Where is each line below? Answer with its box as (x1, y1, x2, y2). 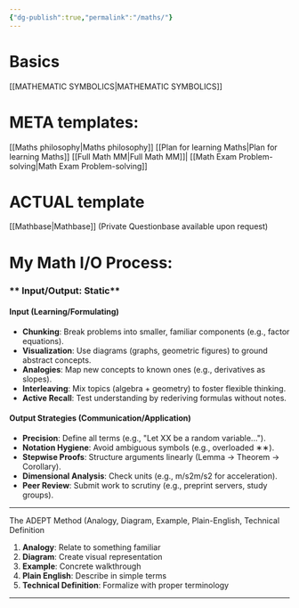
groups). (21, 489, 54, 500)
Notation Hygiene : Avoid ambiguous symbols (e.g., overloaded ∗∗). (21, 442, 275, 453)
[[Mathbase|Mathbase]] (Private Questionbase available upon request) (9, 221, 269, 232)
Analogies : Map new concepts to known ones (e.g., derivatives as (21, 364, 265, 374)
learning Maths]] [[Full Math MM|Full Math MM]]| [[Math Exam (9, 151, 238, 161)
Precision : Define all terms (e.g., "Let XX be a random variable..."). (21, 432, 266, 443)
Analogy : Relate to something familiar (21, 541, 161, 553)
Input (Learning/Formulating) (9, 307, 120, 317)
